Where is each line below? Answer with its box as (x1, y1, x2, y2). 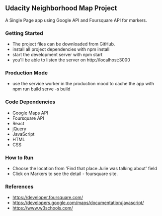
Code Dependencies (5, 98, 56, 105)
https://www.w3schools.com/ (12, 205, 73, 211)
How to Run (5, 154, 34, 161)
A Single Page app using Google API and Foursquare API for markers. (5, 17, 148, 23)
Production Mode (5, 69, 48, 76)
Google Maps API (12, 110, 48, 116)
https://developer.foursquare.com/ (12, 195, 83, 201)
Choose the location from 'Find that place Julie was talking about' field (12, 166, 158, 171)
